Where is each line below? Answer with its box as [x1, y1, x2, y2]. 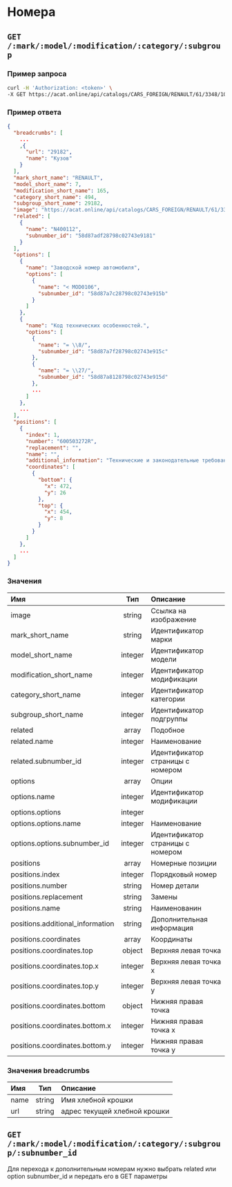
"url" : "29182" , [25, 149, 72, 156]
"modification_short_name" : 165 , [13, 187, 110, 194]
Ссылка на [151, 606, 186, 615]
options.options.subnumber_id [10, 838, 109, 848]
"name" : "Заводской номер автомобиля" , [25, 264, 140, 272]
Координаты [151, 934, 193, 944]
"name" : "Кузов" [25, 155, 72, 162]
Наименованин [151, 903, 202, 913]
